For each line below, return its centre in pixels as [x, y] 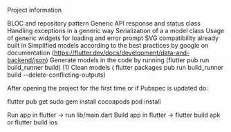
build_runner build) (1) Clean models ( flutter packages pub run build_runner [115, 67]
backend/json [27, 60]
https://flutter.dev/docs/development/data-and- [122, 53]
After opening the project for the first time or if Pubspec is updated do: [108, 88]
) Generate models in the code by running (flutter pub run [128, 60]
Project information [35, 10]
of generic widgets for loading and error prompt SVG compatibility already [113, 38]
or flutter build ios [33, 122]
